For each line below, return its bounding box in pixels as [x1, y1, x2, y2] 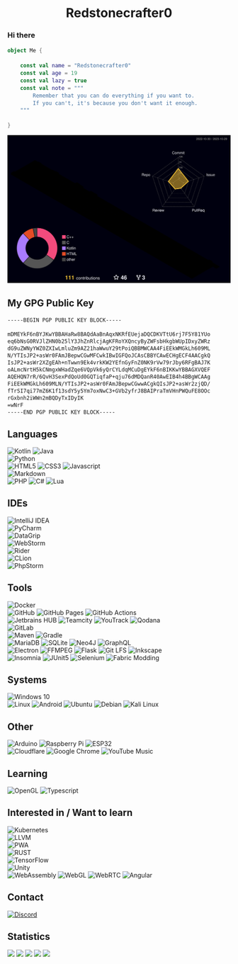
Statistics [7, 931, 51, 943]
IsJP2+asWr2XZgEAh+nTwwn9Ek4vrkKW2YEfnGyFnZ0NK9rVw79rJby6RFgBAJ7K [7, 359, 211, 366]
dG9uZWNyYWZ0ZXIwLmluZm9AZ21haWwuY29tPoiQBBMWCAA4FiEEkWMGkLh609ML [7, 345, 211, 352]
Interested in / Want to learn [7, 807, 133, 819]
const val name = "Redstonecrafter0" [20, 62, 132, 69]
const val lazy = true [20, 76, 87, 84]
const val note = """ [20, 84, 84, 91]
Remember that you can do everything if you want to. [33, 92, 195, 99]
